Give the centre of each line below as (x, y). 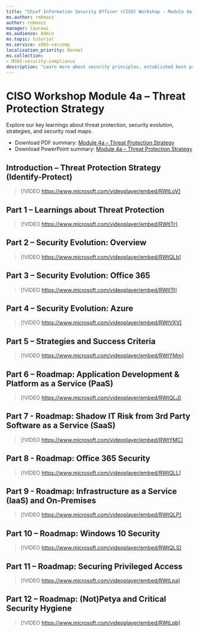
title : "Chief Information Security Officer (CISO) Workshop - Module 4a (99, 12)
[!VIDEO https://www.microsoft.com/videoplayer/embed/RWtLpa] (100, 580)
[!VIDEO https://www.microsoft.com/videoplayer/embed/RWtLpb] (100, 623)
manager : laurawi (28, 28)
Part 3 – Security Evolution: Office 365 (78, 276)
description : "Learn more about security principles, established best (96, 67)
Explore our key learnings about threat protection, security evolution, (90, 125)
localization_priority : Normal (45, 50)
